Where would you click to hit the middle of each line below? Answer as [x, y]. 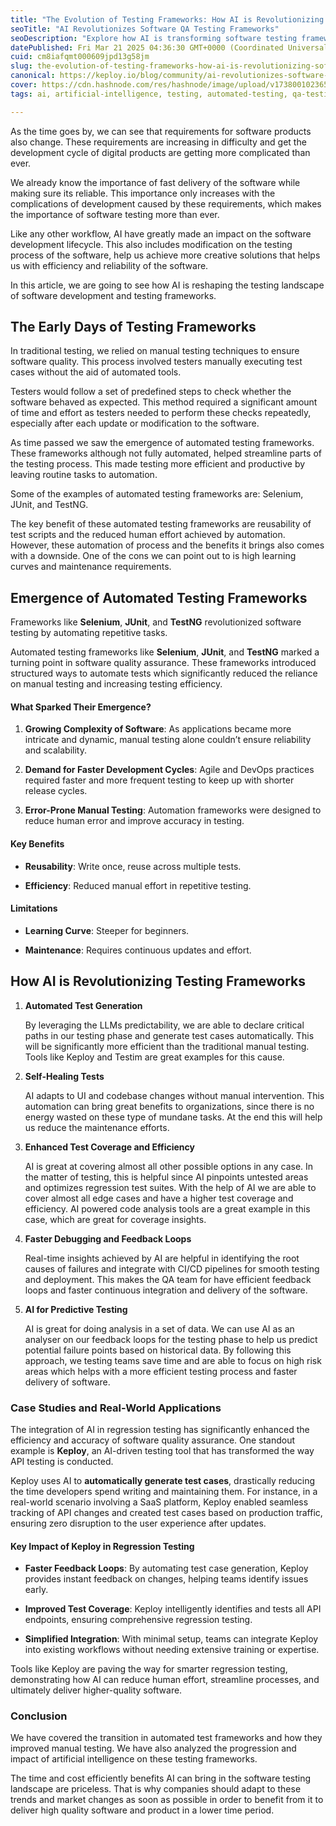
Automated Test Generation [83, 1005]
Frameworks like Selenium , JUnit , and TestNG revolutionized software [156, 622]
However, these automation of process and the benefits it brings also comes [167, 545]
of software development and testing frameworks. [113, 295]
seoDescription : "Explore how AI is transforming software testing [154, 38]
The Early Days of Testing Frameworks [133, 327]
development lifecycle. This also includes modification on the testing [151, 244]
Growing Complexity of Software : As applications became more [158, 729]
